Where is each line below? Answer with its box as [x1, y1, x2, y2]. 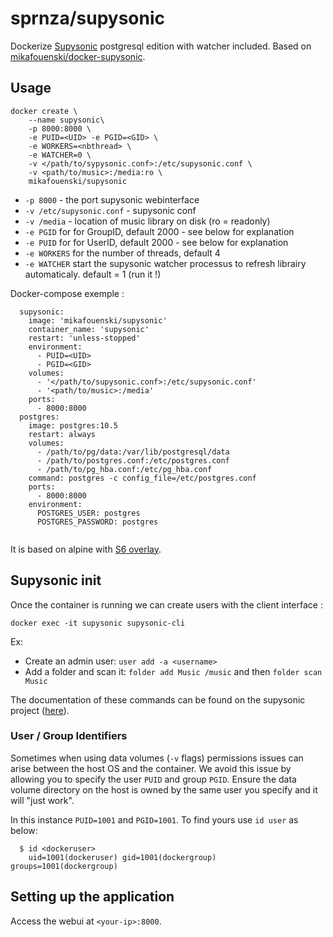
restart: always [28, 429, 97, 439]
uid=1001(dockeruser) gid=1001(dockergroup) [28, 852, 217, 862]
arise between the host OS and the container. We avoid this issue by [10, 762, 292, 774]
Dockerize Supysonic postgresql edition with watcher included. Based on [10, 40, 312, 52]
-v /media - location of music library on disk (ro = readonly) [24, 215, 271, 227]
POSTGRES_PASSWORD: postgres [36, 517, 159, 527]
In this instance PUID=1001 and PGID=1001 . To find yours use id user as [10, 813, 299, 826]
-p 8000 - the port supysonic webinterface [24, 193, 200, 206]
